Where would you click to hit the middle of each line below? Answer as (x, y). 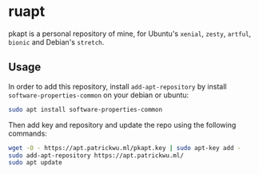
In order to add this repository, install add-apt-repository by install (118, 86)
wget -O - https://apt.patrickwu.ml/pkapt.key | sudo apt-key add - (125, 148)
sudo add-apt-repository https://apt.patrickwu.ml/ (96, 155)
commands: (28, 133)
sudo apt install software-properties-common (85, 109)
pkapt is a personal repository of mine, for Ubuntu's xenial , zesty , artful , (130, 34)
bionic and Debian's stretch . (56, 42)
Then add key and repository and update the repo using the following (122, 125)
